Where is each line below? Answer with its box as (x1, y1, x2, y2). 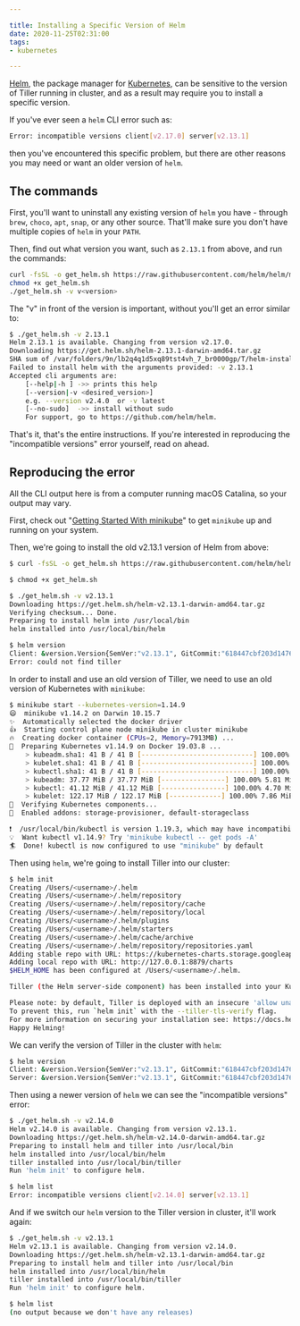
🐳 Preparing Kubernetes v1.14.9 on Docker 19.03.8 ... (9, 742, 221, 751)
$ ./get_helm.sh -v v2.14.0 (9, 1117, 114, 1126)
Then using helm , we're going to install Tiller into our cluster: (9, 857, 230, 868)
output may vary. (9, 498, 71, 508)
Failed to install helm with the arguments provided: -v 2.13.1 (9, 363, 254, 372)
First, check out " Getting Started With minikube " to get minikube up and (9, 515, 272, 526)
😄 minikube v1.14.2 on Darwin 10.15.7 (9, 708, 161, 718)
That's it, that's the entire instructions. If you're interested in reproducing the (9, 429, 291, 440)
